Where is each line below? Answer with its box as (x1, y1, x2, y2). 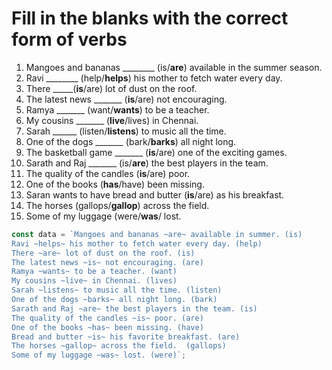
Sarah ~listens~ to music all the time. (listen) (11, 285, 223, 296)
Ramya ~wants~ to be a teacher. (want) (11, 267, 178, 277)
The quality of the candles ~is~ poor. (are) (11, 313, 204, 323)
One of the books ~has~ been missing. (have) (11, 322, 204, 332)
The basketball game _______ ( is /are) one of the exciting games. (25, 146, 288, 158)
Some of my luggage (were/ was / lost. (25, 210, 182, 222)
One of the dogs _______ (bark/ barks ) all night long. (25, 135, 237, 147)
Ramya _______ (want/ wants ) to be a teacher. (25, 103, 210, 116)
